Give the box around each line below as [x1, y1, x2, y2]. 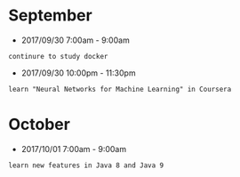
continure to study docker [8, 52, 108, 60]
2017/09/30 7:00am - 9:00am [20, 35, 130, 45]
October [8, 115, 70, 134]
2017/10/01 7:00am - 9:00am [20, 143, 126, 154]
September [8, 5, 92, 26]
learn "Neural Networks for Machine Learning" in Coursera [8, 84, 232, 93]
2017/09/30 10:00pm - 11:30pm [20, 68, 136, 78]
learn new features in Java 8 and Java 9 [8, 161, 164, 170]
